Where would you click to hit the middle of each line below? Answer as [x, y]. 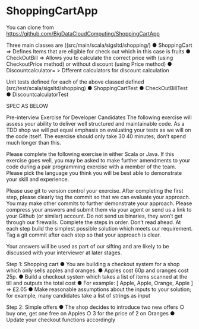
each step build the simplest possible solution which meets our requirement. [99, 228]
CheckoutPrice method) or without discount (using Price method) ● [89, 64]
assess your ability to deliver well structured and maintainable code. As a [96, 123]
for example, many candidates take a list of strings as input [78, 295]
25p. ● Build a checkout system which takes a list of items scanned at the [97, 276]
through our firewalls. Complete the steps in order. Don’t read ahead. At [94, 222]
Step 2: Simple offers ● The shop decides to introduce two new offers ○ [95, 307]
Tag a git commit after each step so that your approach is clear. [84, 235]
